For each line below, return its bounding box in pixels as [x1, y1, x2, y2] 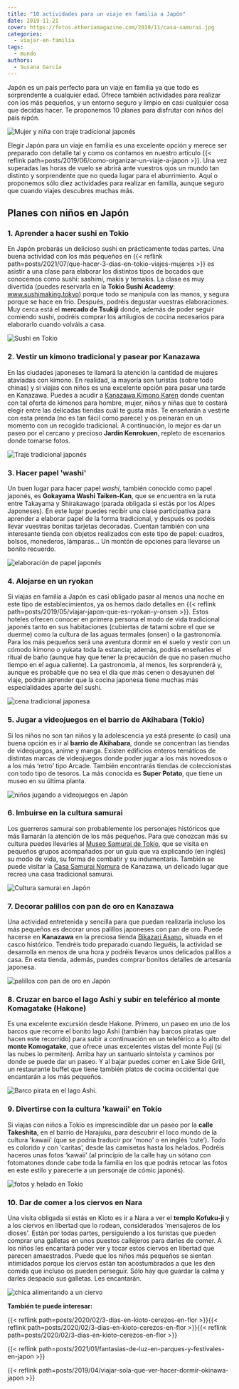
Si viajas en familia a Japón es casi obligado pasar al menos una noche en [7, 592, 225, 601]
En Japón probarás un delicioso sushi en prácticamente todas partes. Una [7, 244, 225, 253]
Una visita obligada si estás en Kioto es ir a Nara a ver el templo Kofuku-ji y [7, 1213, 230, 1222]
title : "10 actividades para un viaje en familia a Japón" [7, 10, 186, 18]
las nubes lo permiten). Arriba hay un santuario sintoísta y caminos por [7, 1050, 215, 1058]
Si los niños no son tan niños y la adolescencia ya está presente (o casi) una [7, 731, 231, 740]
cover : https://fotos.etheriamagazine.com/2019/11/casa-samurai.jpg [7, 24, 215, 31]
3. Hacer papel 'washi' [7, 468, 87, 477]
